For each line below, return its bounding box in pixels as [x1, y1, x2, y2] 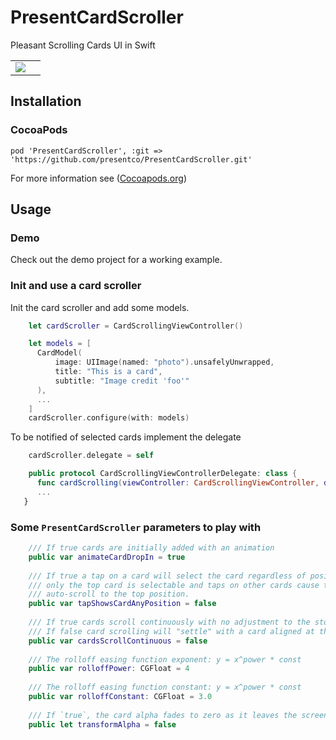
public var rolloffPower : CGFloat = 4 [28, 664, 190, 674]
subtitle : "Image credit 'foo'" [54, 376, 190, 386]
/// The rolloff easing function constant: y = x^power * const [28, 682, 302, 693]
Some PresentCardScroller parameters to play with [10, 520, 262, 534]
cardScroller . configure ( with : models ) [28, 413, 190, 423]
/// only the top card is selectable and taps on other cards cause [28, 580, 320, 590]
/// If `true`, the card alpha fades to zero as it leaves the [28, 710, 298, 720]
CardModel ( [36, 348, 83, 358]
